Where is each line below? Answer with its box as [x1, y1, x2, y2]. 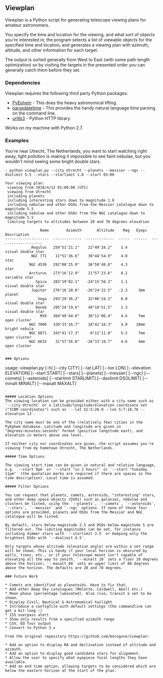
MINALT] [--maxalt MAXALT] [18, 381, 77, 386]
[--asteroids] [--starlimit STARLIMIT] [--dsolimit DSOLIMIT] [22, 375, 142, 381]
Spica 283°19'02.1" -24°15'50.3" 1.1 [36, 279, 128, 284]
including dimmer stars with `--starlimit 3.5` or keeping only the [5, 531, 147, 536]
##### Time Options [5, 454, 45, 459]
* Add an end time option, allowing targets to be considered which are [5, 664, 156, 669]
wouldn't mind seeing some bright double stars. [5, 158, 101, 164]
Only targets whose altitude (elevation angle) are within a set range [5, 544, 154, 549]
